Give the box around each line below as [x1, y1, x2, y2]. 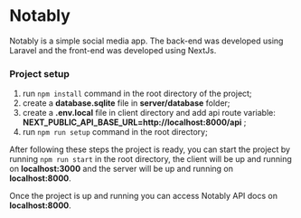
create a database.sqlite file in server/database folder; [22, 98, 230, 109]
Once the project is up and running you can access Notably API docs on [9, 191, 278, 202]
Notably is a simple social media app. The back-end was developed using [9, 35, 284, 46]
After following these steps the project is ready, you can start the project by [9, 144, 291, 155]
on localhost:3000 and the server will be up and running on [9, 164, 233, 175]
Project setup [9, 67, 70, 80]
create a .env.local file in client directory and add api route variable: [22, 108, 276, 118]
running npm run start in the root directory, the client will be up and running [9, 154, 292, 165]
